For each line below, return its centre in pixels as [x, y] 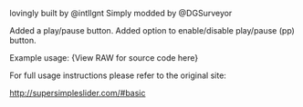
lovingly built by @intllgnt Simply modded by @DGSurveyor [121, 13]
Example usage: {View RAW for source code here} [104, 58]
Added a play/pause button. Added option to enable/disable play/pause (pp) [152, 30]
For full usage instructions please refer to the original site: [118, 75]
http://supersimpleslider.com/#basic [78, 93]
